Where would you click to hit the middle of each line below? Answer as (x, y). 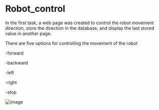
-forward (14, 53)
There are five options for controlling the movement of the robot (71, 43)
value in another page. (28, 33)
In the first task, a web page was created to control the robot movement (80, 23)
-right (11, 82)
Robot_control (35, 9)
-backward (17, 63)
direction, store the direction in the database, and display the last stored (80, 28)
